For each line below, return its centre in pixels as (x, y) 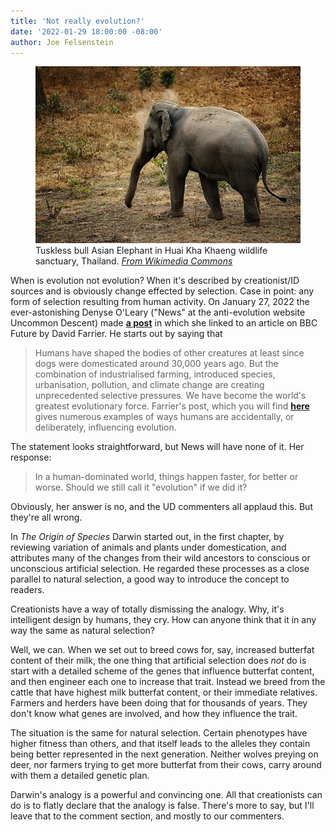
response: (31, 457)
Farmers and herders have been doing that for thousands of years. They (159, 702)
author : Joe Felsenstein (62, 42)
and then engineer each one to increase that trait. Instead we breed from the (168, 681)
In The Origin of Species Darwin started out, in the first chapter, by (147, 536)
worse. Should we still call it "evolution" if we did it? (141, 487)
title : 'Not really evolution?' (77, 21)
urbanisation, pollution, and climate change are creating (149, 384)
